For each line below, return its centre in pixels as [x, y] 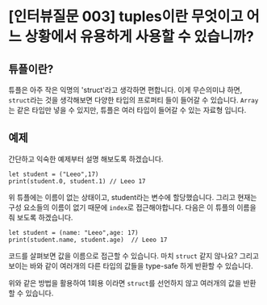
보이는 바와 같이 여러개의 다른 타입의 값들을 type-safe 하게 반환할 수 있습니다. [131, 265]
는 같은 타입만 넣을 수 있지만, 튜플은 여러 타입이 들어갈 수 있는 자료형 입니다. [127, 110]
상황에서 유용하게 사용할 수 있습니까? [139, 37]
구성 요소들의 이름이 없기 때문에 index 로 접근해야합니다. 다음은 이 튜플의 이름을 [132, 207]
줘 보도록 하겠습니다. [41, 217]
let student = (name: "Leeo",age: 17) [73, 232]
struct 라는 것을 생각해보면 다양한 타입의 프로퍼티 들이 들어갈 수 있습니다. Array [133, 100]
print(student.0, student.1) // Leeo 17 [77, 181]
